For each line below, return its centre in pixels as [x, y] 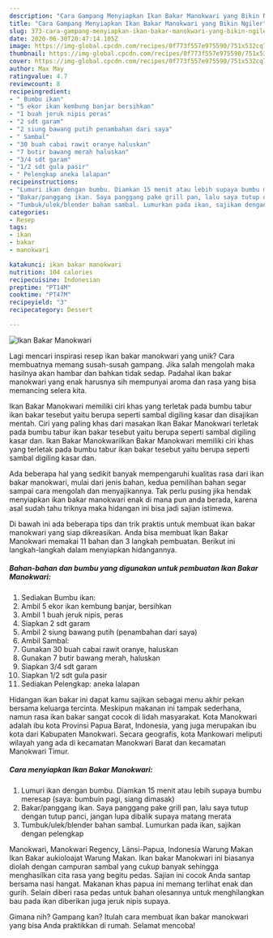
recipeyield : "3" [38, 303]
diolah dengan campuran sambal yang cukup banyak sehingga [114, 867]
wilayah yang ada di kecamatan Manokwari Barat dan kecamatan [117, 742]
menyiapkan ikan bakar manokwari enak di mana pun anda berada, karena [133, 499]
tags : [18, 227]
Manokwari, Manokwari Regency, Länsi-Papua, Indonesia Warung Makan [131, 849]
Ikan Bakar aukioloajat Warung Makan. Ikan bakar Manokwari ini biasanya [132, 858]
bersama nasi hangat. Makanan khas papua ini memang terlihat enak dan [131, 884]
